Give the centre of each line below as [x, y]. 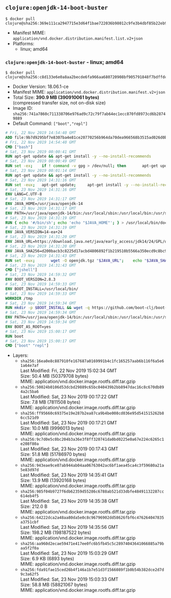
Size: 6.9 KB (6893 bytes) [47, 559]
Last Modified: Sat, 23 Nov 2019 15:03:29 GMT [69, 553]
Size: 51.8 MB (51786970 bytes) [53, 454]
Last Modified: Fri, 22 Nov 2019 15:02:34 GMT [68, 371]
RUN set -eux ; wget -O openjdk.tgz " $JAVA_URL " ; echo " [76, 261]
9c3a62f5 [30, 575]
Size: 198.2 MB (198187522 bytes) [56, 533]
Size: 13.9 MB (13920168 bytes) [53, 480]
